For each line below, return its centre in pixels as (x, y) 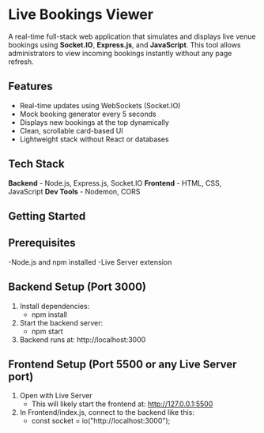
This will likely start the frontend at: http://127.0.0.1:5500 (122, 404)
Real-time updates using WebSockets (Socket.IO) (100, 105)
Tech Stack (36, 164)
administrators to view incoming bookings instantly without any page (120, 53)
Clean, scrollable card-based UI (72, 130)
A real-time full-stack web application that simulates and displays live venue (132, 36)
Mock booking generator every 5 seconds (88, 114)
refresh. (21, 62)
